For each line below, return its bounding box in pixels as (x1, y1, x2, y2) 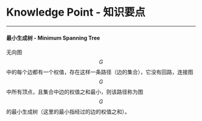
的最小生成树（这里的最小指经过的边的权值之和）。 (6, 108, 130, 116)
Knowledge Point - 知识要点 (6, 5, 145, 19)
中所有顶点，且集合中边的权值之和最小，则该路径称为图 (6, 88, 143, 96)
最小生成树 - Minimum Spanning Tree (6, 34, 100, 41)
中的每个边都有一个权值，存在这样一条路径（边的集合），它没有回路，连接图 (6, 68, 194, 75)
